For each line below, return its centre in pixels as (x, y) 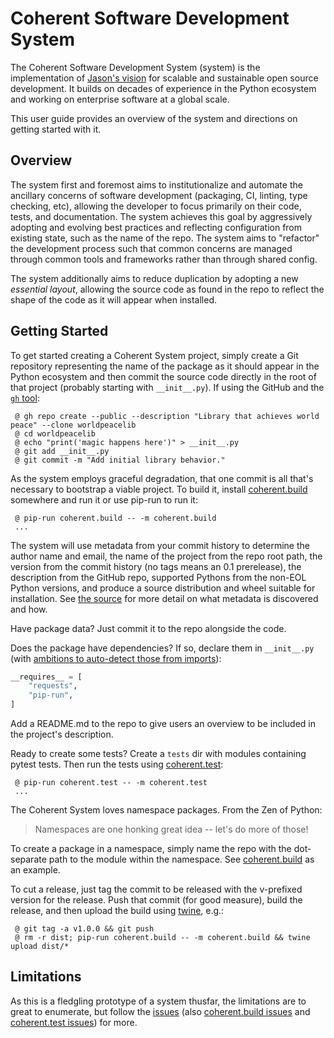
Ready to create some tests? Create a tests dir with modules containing (158, 754)
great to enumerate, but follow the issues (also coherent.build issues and (160, 1011)
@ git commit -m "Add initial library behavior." (120, 460)
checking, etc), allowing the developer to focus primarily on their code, (156, 206)
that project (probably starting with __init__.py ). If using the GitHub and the (167, 387)
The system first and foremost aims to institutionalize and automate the (156, 184)
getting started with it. (56, 129)
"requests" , (53, 686)
